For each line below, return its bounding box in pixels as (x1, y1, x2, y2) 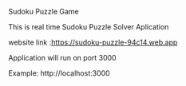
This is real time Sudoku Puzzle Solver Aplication (8, 22, 169, 31)
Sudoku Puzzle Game (8, 7, 80, 16)
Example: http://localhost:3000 (8, 68, 110, 78)
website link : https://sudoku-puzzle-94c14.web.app (8, 37, 178, 47)
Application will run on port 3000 (8, 53, 117, 62)
